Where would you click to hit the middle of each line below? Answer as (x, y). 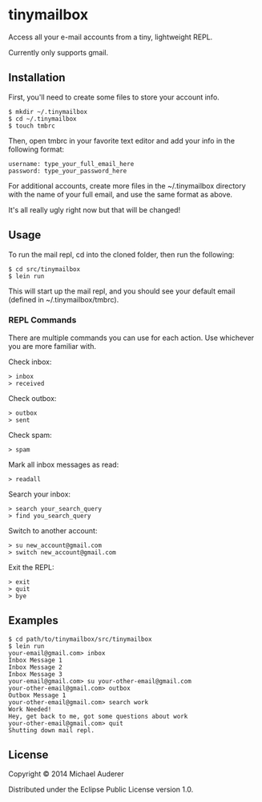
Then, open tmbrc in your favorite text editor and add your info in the (121, 140)
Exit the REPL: (31, 567)
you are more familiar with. (52, 346)
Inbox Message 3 (35, 674)
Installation (37, 78)
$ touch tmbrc (32, 126)
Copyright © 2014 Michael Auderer (66, 774)
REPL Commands (42, 320)
